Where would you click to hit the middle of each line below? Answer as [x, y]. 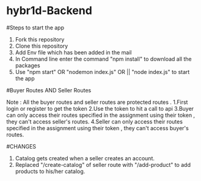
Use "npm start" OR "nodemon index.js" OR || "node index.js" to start [102, 72]
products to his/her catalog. [50, 171]
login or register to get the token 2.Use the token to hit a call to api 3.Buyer [100, 108]
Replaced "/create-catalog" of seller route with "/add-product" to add [103, 164]
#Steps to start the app [35, 28]
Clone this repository [42, 46]
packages [28, 65]
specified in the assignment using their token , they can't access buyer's [98, 128]
